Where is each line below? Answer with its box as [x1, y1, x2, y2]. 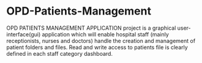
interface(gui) [6, 30, 41, 38]
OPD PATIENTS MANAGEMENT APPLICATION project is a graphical [6, 24, 176, 31]
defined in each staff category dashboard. [6, 50, 113, 57]
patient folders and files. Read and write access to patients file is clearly [6, 44, 188, 51]
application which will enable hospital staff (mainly [42, 30, 170, 38]
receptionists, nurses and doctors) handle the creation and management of [6, 37, 196, 44]
